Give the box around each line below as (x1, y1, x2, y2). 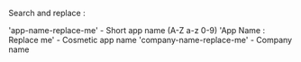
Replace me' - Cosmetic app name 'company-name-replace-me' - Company (8, 35, 293, 45)
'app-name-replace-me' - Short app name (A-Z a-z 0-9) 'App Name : (8, 25, 266, 35)
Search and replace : (8, 8, 87, 18)
